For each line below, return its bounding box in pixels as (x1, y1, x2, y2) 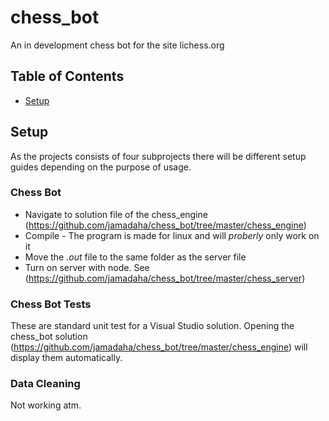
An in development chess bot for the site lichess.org (10, 39, 225, 51)
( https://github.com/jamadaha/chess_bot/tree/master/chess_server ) (24, 272, 306, 284)
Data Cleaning (10, 377, 81, 391)
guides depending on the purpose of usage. (10, 161, 192, 173)
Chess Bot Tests (10, 297, 92, 311)
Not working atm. (10, 399, 82, 411)
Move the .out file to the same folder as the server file (24, 251, 247, 263)
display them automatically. (10, 352, 123, 364)
